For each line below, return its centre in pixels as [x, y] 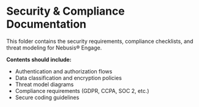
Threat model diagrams [44, 84]
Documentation [47, 24]
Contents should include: [39, 59]
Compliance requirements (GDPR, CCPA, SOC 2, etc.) [82, 90]
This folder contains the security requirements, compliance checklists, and [100, 41]
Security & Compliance [65, 11]
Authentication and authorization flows [64, 71]
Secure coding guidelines [47, 97]
